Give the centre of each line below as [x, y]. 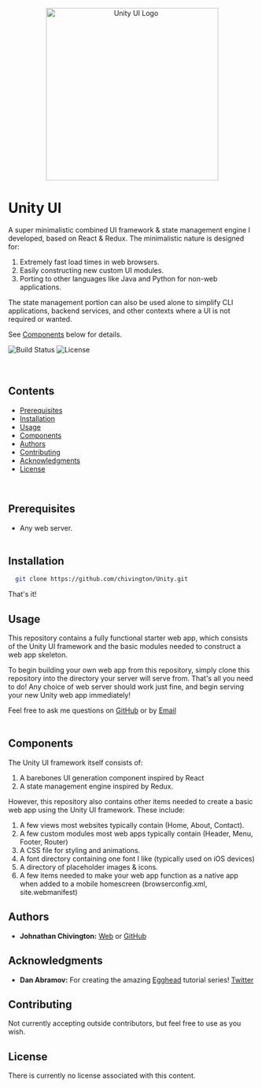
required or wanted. [40, 319]
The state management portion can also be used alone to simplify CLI [121, 302]
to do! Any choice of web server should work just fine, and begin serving [126, 687]
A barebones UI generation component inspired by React [112, 777]
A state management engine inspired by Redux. [96, 786]
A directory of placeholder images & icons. [89, 866]
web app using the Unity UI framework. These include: [96, 810]
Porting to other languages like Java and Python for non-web [118, 278]
